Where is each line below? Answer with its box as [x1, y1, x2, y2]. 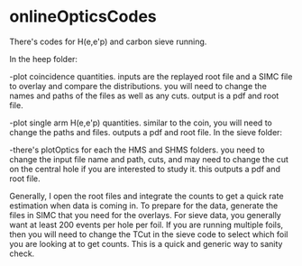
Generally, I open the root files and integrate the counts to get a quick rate [9, 190, 284, 201]
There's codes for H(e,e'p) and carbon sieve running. [9, 36, 207, 47]
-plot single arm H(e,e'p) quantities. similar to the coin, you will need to [9, 117, 272, 128]
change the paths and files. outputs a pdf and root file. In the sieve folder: [9, 126, 282, 137]
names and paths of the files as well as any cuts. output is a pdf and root [9, 90, 279, 101]
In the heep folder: [9, 53, 78, 64]
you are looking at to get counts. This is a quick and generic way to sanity [9, 238, 283, 249]
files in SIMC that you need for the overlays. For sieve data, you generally [9, 209, 281, 220]
